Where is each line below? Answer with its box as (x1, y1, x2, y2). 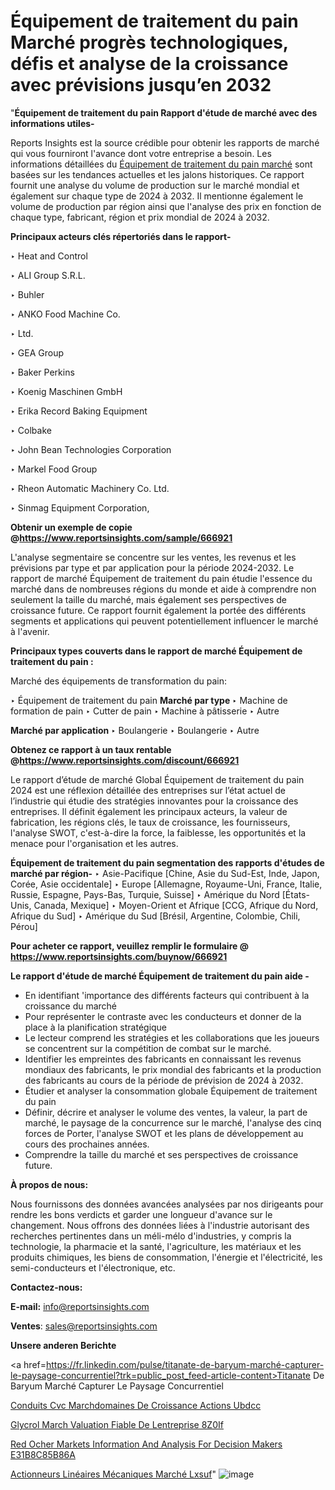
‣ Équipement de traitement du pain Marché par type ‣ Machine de (10, 694, 288, 706)
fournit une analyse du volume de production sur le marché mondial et (10, 179, 300, 191)
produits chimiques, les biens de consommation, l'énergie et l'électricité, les (10, 1251, 323, 1263)
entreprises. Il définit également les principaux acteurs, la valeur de (10, 805, 288, 817)
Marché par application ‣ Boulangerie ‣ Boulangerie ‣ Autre (10, 724, 260, 736)
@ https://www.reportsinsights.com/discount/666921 (10, 754, 240, 766)
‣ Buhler (10, 288, 45, 300)
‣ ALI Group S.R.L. (10, 269, 86, 281)
